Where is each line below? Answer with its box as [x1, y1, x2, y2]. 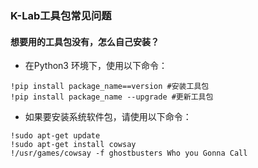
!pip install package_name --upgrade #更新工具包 [10, 92, 214, 102]
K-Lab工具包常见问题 [10, 8, 112, 22]
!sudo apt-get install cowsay [10, 140, 137, 150]
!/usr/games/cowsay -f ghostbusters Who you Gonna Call [10, 148, 248, 159]
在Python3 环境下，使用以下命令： [24, 60, 168, 72]
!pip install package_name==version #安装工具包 [10, 82, 210, 92]
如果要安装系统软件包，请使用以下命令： [24, 111, 192, 123]
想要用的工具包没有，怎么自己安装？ [10, 35, 160, 47]
